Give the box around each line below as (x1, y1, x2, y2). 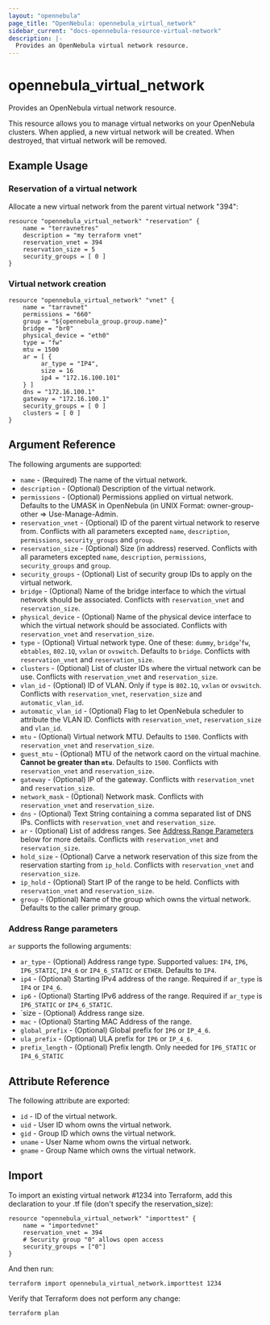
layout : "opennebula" (8, 11, 81, 20)
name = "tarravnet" (23, 304, 89, 312)
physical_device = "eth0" (23, 332, 110, 340)
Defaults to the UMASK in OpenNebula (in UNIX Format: (19, 500, 206, 510)
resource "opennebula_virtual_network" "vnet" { (8, 296, 175, 304)
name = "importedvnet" (23, 1221, 99, 1229)
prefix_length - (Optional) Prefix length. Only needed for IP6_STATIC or (19, 1042, 256, 1052)
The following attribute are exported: (8, 1095, 131, 1105)
